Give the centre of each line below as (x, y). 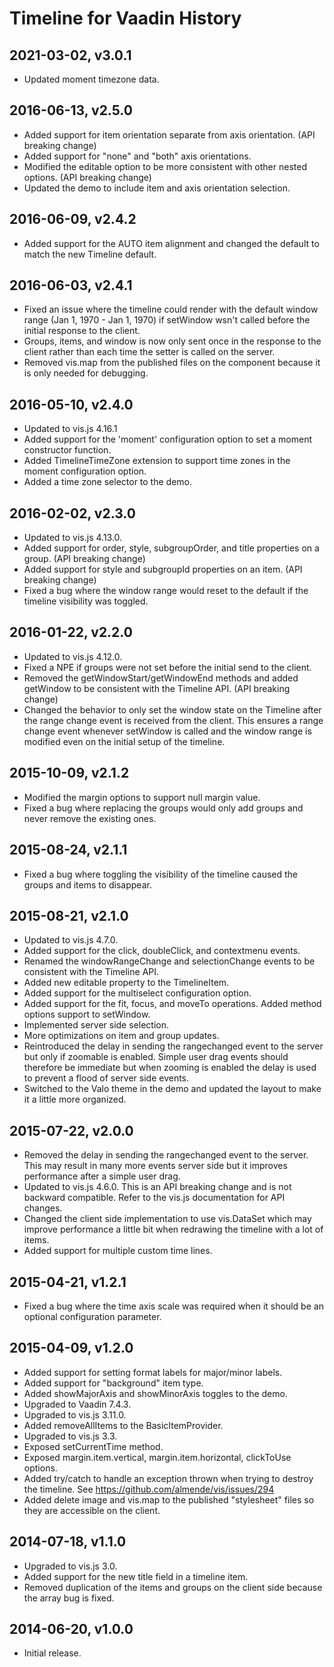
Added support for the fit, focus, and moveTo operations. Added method (172, 1004)
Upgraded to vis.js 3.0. (70, 1566)
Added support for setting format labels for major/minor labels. (153, 1372)
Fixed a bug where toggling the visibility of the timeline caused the (161, 874)
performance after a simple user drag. (102, 1176)
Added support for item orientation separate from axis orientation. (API (169, 134)
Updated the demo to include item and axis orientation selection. (157, 188)
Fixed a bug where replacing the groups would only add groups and (163, 808)
